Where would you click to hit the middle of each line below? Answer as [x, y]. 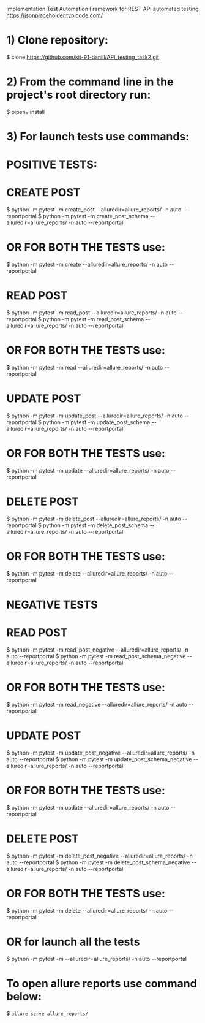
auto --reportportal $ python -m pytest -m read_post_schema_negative [96, 656]
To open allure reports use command [102, 983]
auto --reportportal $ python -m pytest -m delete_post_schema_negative [98, 862]
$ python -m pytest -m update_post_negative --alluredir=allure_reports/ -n [100, 753]
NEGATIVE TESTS [52, 605]
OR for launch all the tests [73, 942]
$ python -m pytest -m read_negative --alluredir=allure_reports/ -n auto [97, 704]
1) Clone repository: [58, 40]
